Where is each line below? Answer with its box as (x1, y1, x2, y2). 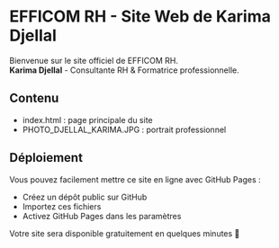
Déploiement (9, 150, 84, 165)
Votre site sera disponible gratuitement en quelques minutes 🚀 (9, 227, 240, 239)
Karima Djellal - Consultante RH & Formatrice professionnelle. (9, 65, 240, 75)
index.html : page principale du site (22, 114, 153, 125)
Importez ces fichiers (22, 200, 102, 212)
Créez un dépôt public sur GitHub (22, 191, 148, 202)
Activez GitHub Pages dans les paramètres (22, 210, 182, 221)
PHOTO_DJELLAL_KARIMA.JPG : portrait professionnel (22, 124, 227, 135)
